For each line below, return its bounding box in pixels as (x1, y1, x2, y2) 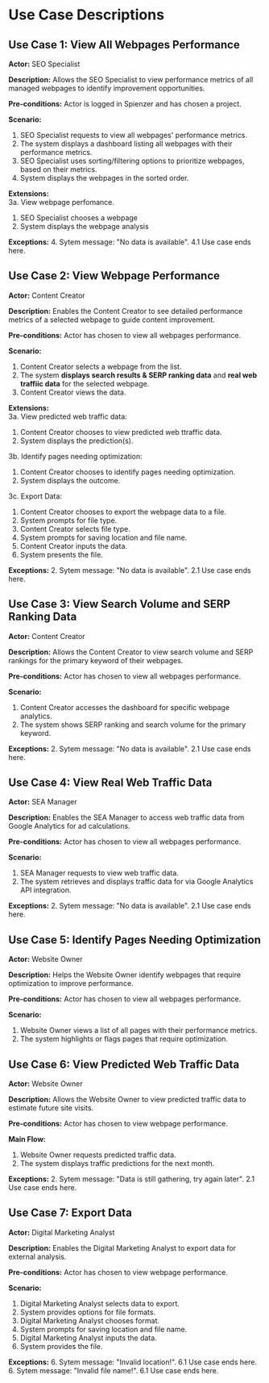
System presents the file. (19, 549, 103, 559)
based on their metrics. (19, 165, 97, 174)
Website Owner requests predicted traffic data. (19, 1150, 176, 1159)
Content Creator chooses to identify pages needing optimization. (19, 466, 236, 477)
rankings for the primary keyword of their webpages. (8, 655, 184, 665)
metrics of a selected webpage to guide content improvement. (8, 315, 216, 324)
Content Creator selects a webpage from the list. (19, 361, 182, 371)
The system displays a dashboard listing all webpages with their (19, 139, 233, 148)
